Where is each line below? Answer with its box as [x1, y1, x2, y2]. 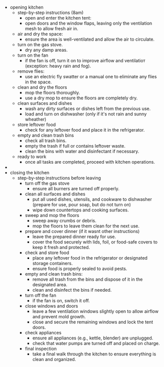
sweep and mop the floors [25, 212, 79, 218]
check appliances [25, 330, 62, 335]
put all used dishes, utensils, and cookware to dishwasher [32, 196, 152, 202]
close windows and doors [25, 303, 78, 309]
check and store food [25, 250, 69, 256]
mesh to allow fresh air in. [25, 26, 79, 32]
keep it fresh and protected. [32, 244, 90, 250]
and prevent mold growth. [32, 314, 86, 319]
